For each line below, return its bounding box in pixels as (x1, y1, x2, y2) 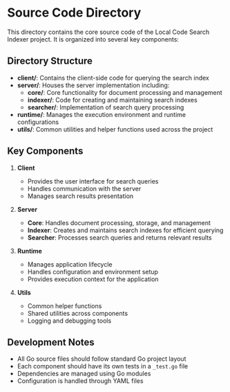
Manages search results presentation (27, 192, 134, 200)
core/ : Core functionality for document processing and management (27, 88, 222, 96)
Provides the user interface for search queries (27, 177, 159, 185)
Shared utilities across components (27, 309, 128, 317)
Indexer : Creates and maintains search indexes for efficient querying (27, 226, 224, 234)
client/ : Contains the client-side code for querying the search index (17, 73, 209, 82)
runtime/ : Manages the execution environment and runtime (17, 110, 186, 118)
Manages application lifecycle (27, 260, 113, 268)
